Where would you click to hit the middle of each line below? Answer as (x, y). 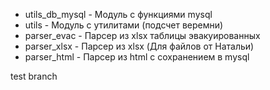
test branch (34, 76)
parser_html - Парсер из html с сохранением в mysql (137, 57)
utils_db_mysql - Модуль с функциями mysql (118, 14)
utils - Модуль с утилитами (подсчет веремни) (124, 25)
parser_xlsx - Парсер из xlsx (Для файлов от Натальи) (139, 46)
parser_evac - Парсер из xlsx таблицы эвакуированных (142, 35)
